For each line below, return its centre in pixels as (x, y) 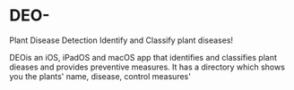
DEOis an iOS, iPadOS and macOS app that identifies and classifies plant (143, 57)
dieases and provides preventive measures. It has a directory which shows (147, 67)
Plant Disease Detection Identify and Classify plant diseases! (121, 40)
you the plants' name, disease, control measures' (100, 76)
